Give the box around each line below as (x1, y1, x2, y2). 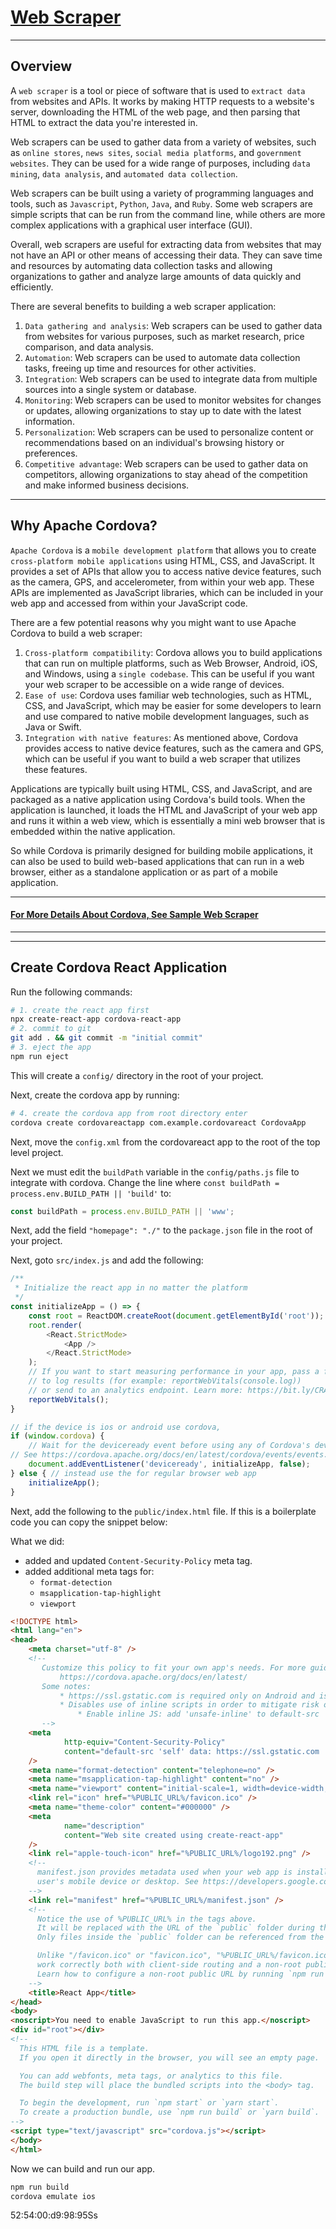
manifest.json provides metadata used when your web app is (36, 1867, 293, 1878)
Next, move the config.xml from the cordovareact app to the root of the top (10, 1136, 321, 1148)
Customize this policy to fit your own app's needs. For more (41, 1662, 307, 1673)
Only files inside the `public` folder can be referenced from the (36, 1932, 325, 1943)
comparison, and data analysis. (24, 341, 154, 353)
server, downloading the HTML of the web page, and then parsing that (10, 106, 301, 118)
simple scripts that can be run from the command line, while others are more (10, 208, 326, 220)
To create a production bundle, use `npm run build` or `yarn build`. (19, 2107, 320, 2118)
